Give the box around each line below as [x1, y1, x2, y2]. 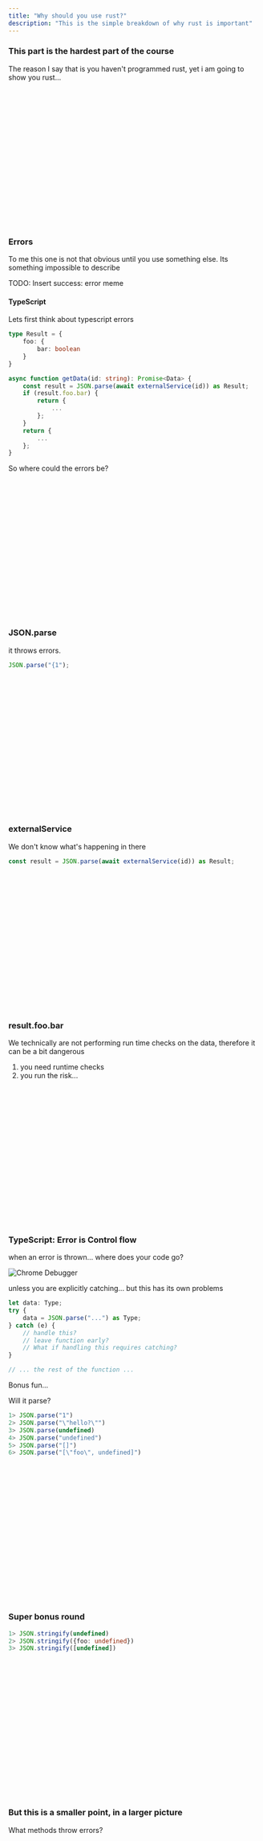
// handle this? [22, 1329, 78, 1337]
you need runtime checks [19, 1061, 104, 1072]
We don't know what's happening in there [8, 841, 147, 851]
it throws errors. [8, 646, 62, 655]
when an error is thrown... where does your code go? [8, 1252, 184, 1262]
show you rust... [8, 72, 62, 82]
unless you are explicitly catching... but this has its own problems [8, 1284, 224, 1293]
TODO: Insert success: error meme [8, 279, 124, 288]
